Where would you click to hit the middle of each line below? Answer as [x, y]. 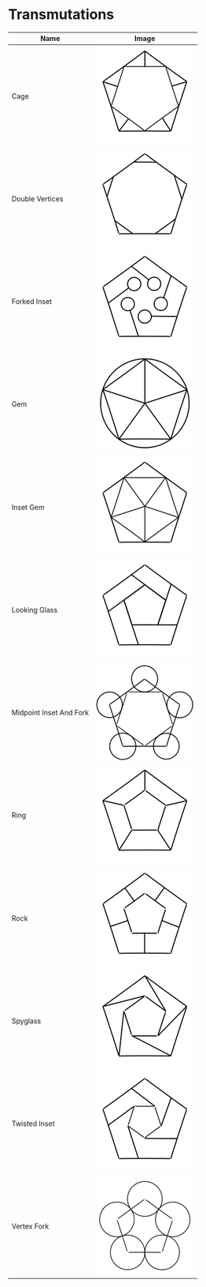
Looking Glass [34, 610]
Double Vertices [37, 198]
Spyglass [26, 1021]
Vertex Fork [30, 1226]
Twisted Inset [33, 1124]
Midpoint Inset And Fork [50, 713]
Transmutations [61, 15]
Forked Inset [32, 302]
